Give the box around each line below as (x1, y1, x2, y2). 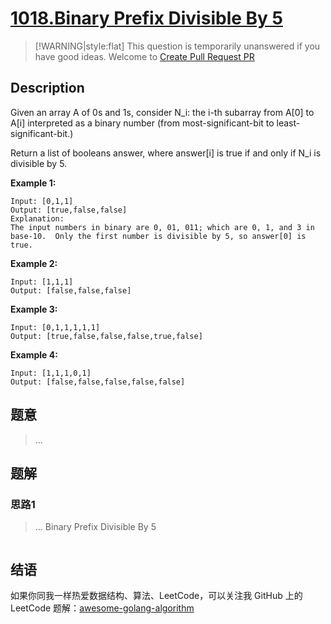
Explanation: (10, 213, 65, 224)
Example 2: (10, 257, 58, 269)
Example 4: (10, 348, 58, 361)
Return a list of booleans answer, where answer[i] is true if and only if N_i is (10, 147, 322, 159)
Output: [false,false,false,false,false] (10, 377, 186, 387)
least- (276, 117, 301, 129)
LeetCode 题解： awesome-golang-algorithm (10, 602, 195, 614)
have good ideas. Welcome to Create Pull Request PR (34, 50, 255, 62)
